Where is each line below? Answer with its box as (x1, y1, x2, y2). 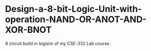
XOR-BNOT (5, 25, 52, 35)
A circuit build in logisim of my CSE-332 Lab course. (5, 40, 111, 46)
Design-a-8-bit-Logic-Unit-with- (5, 3, 142, 15)
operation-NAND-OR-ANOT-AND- (5, 14, 147, 25)
